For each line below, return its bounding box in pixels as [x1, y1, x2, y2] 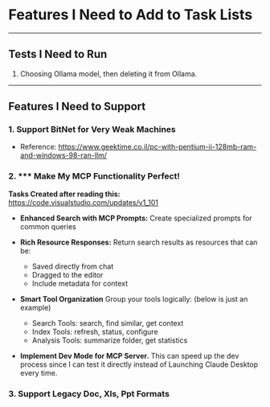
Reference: [19, 142, 57, 152]
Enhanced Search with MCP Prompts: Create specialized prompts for [19, 213, 252, 223]
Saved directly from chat [31, 261, 114, 271]
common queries [19, 221, 76, 231]
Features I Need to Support [8, 100, 146, 113]
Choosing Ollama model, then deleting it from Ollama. [19, 68, 198, 78]
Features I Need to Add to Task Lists [8, 6, 253, 24]
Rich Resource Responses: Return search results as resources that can [19, 237, 258, 247]
